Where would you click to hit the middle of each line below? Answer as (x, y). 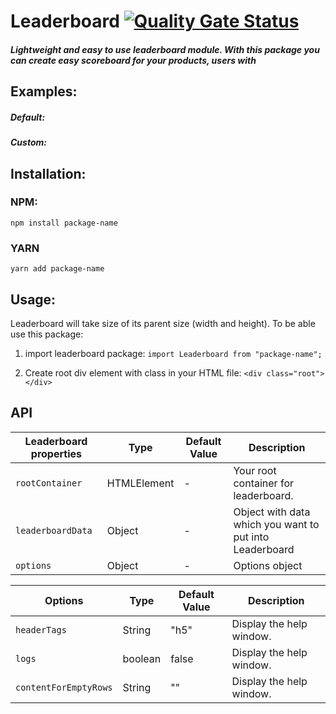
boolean (142, 658)
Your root (255, 470)
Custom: (28, 142)
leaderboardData (54, 530)
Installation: (48, 173)
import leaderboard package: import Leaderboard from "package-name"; (173, 353)
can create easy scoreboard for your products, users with (133, 60)
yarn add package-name (57, 269)
